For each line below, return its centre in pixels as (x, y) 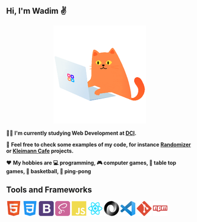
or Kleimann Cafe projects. (40, 151)
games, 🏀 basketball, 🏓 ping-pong (49, 171)
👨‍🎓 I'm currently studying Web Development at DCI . (71, 133)
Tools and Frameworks (49, 190)
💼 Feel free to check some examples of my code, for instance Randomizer (99, 144)
